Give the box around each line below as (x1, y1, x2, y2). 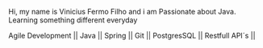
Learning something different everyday (8, 15, 138, 25)
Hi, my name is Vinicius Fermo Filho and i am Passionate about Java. (8, 7, 236, 16)
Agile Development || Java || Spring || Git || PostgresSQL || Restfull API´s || (8, 31, 256, 40)
